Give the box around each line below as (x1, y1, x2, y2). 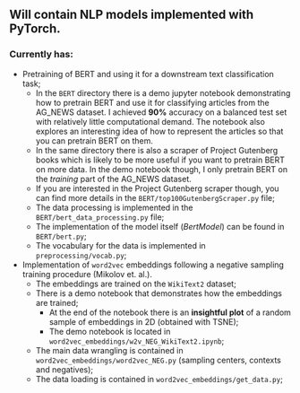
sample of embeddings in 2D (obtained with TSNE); (48, 316, 239, 327)
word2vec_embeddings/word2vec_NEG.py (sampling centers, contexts (35, 354, 282, 365)
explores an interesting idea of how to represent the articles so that (35, 126, 284, 136)
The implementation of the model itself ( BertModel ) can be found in (35, 221, 285, 231)
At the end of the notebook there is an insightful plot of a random (48, 307, 291, 318)
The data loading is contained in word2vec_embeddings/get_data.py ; (35, 373, 284, 384)
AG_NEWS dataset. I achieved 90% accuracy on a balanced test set (35, 107, 287, 118)
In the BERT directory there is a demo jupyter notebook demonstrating (35, 87, 291, 98)
